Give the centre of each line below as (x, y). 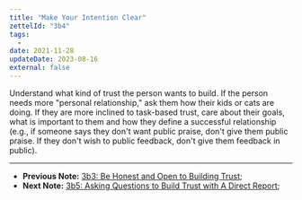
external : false (40, 68)
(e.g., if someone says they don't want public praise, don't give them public (149, 131)
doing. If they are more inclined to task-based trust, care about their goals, (147, 112)
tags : (19, 34)
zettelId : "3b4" (40, 26)
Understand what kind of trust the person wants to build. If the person (139, 93)
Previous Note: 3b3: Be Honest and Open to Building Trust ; (132, 176)
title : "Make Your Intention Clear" (78, 17)
